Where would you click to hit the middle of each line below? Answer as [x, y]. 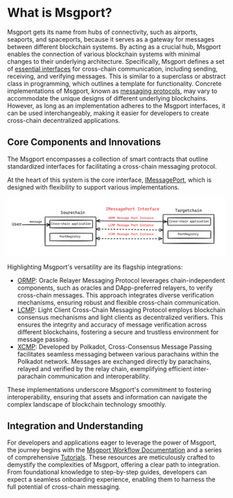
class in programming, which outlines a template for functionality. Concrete [114, 83]
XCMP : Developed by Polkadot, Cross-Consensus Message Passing [114, 346]
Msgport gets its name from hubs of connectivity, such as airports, [103, 32]
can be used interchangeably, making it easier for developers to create [108, 113]
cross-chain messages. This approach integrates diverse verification [115, 295]
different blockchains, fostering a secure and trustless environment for [118, 332]
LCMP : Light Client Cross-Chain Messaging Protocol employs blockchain [121, 309]
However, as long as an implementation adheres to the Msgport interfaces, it [116, 105]
